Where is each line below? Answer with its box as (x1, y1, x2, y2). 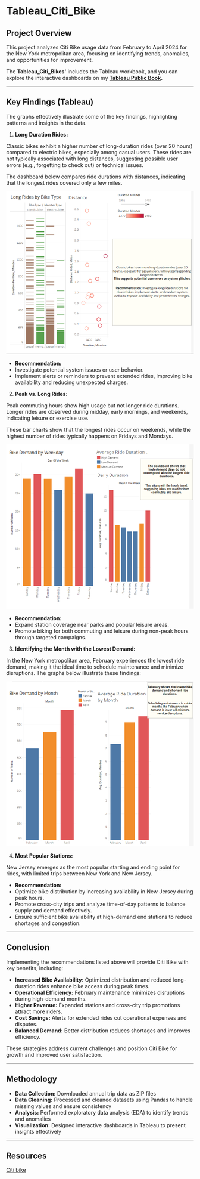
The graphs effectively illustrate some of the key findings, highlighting (6, 113, 177, 120)
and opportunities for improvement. (6, 57, 93, 63)
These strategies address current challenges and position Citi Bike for (6, 1045, 177, 1052)
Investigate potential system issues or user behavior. (14, 366, 144, 373)
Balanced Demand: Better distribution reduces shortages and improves (14, 1027, 190, 1034)
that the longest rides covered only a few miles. (6, 179, 123, 186)
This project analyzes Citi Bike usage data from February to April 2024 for (6, 44, 187, 51)
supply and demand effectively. (14, 907, 92, 914)
